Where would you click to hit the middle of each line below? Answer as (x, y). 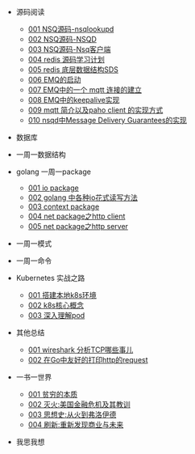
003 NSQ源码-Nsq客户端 (69, 49)
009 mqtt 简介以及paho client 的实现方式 (95, 110)
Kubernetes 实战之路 (50, 278)
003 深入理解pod (56, 315)
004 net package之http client (77, 216)
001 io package (53, 188)
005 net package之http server (78, 226)
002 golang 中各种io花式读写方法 (83, 197)
